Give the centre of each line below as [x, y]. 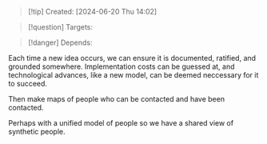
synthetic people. [37, 132]
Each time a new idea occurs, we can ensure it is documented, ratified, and [132, 58]
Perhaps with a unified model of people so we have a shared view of [121, 123]
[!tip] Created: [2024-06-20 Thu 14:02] [92, 12]
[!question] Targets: [60, 27]
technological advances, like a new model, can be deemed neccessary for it [133, 75]
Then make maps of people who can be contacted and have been [117, 99]
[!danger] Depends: [60, 42]
